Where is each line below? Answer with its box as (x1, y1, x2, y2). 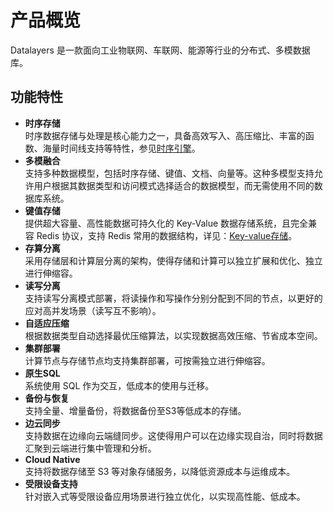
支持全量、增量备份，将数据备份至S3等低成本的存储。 (24, 404, 247, 416)
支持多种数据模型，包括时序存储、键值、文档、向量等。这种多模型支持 (24, 167, 315, 179)
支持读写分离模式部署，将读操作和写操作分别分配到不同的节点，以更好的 (24, 292, 323, 304)
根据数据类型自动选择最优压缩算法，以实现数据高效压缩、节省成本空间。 (24, 329, 323, 341)
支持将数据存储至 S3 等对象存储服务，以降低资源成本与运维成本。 (24, 465, 296, 477)
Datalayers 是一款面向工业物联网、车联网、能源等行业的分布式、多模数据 (10, 44, 311, 56)
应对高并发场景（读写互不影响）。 (24, 304, 162, 316)
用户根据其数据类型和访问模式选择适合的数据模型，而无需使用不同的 (33, 179, 315, 191)
